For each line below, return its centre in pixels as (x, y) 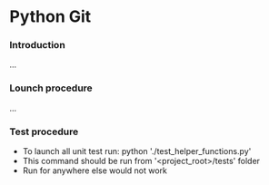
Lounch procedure (51, 88)
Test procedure (44, 131)
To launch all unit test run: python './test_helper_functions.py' (137, 151)
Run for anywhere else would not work (95, 170)
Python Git (50, 17)
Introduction (37, 45)
